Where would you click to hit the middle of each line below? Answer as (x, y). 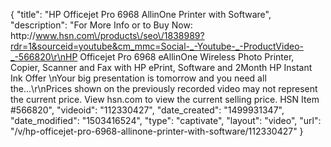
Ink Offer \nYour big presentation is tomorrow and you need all (138, 78)
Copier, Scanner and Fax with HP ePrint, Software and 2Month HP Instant (161, 67)
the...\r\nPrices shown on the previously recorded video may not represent (164, 88)
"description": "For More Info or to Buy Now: (101, 25)
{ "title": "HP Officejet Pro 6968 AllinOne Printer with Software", (141, 14)
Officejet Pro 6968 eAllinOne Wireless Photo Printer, (187, 57)
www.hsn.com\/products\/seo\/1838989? (120, 35)
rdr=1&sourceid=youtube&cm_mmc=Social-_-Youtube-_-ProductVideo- (157, 46)
